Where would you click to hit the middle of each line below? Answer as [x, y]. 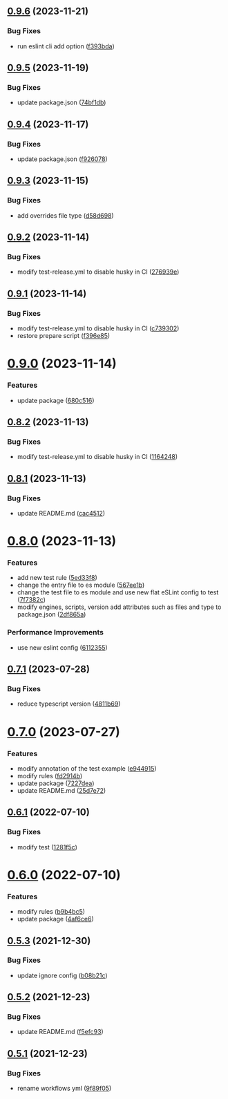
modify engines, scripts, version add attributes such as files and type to [119, 607]
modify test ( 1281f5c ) [47, 847]
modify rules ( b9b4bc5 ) [51, 912]
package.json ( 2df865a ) [51, 614]
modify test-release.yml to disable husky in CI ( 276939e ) [98, 272]
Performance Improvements [56, 632]
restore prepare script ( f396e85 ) [64, 336]
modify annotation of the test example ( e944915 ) [87, 768]
